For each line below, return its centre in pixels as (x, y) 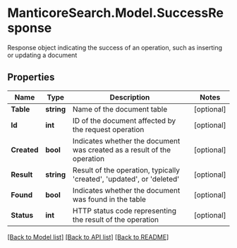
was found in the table (110, 199)
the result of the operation (116, 219)
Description (130, 97)
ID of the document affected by (124, 120)
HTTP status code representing (125, 211)
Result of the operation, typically (126, 170)
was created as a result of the (122, 150)
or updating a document (42, 55)
